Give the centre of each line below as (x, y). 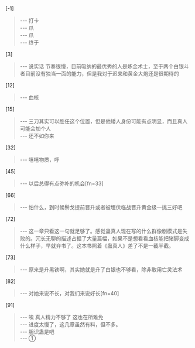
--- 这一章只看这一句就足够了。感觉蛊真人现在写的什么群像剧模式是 (101, 231)
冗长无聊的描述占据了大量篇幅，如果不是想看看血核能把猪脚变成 (112, 238)
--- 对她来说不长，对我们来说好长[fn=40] (69, 293)
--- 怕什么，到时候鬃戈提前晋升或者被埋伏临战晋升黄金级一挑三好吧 (101, 207)
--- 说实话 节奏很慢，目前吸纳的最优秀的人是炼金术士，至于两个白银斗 (104, 66)
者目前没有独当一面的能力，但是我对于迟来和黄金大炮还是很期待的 (99, 74)
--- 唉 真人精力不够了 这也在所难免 (61, 317)
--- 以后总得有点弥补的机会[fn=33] (61, 183)
